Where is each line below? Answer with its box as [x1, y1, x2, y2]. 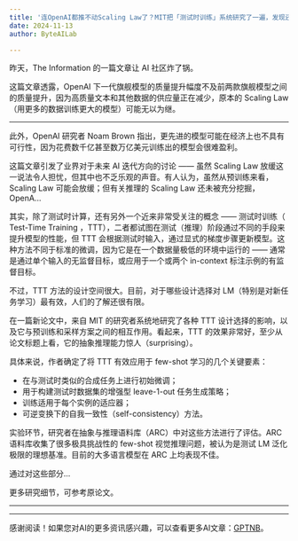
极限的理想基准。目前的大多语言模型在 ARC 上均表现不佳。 [9, 450, 224, 460]
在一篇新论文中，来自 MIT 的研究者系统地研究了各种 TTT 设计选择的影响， [9, 316, 281, 326]
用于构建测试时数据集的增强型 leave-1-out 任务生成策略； [21, 387, 232, 397]
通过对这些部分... [9, 468, 71, 479]
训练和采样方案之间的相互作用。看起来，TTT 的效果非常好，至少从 [39, 326, 284, 337]
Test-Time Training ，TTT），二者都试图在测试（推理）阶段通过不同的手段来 [9, 223, 286, 233]
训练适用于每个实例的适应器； [21, 397, 131, 408]
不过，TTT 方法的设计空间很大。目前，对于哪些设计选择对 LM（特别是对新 [9, 286, 281, 296]
